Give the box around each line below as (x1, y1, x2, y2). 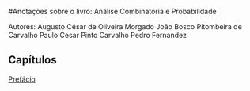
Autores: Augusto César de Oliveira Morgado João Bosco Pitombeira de (8, 22, 243, 31)
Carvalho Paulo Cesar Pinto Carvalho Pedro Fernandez (8, 31, 187, 40)
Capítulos (8, 53, 57, 66)
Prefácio (8, 74, 36, 84)
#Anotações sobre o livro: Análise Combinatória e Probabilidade (8, 7, 217, 16)
